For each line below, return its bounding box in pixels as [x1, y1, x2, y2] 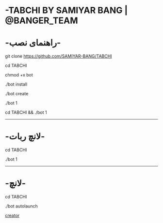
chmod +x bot [5, 72, 33, 78]
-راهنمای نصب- [5, 37, 61, 48]
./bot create [5, 91, 29, 97]
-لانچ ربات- [5, 131, 45, 142]
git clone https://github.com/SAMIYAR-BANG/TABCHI [5, 53, 113, 59]
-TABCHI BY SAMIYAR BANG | [5, 5, 128, 16]
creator [5, 213, 20, 218]
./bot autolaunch [5, 203, 38, 209]
